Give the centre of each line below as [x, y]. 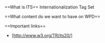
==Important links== [25, 26]
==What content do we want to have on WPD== [52, 16]
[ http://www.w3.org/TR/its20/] [42, 35]
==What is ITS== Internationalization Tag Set [49, 7]
